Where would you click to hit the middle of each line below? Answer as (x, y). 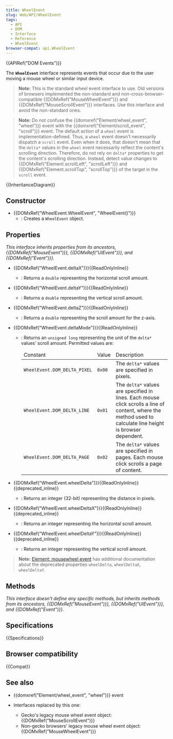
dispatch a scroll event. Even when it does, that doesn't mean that (89, 142)
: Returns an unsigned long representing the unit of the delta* (86, 338)
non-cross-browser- (143, 94)
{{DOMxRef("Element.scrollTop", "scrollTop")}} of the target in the (88, 169)
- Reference (23, 39)
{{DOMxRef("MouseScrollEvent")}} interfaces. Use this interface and (91, 105)
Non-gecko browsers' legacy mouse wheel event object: (81, 726)
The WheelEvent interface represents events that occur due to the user (80, 73)
